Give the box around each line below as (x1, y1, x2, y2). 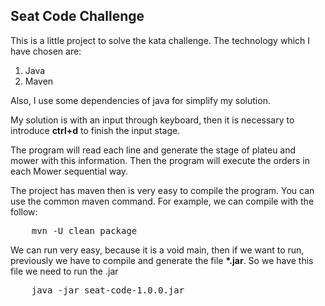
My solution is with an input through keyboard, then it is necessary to (10, 114, 295, 126)
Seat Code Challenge (10, 8, 145, 25)
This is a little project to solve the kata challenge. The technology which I (10, 34, 311, 46)
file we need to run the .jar (10, 265, 119, 277)
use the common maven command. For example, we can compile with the (10, 195, 315, 207)
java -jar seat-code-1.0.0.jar (31, 284, 185, 296)
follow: (10, 205, 38, 218)
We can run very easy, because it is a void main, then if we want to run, (10, 244, 305, 256)
